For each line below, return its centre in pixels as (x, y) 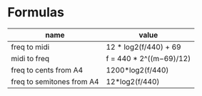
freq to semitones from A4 (55, 81)
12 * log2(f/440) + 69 (143, 47)
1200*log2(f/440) (137, 70)
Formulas (36, 12)
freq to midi (30, 47)
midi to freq (30, 58)
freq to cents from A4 (47, 70)
